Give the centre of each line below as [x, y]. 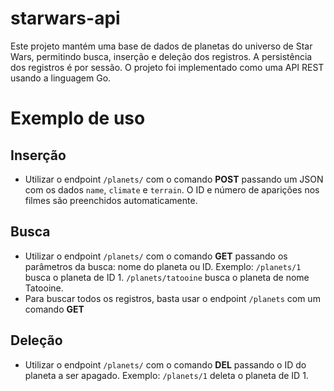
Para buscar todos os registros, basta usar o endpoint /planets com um [172, 298]
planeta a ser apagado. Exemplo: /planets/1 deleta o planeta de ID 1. [166, 375]
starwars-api [65, 18]
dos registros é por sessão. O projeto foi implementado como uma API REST [167, 67]
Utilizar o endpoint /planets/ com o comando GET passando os [156, 256]
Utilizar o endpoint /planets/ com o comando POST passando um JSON [174, 179]
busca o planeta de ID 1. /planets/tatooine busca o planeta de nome [167, 277]
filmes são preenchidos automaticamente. [111, 200]
